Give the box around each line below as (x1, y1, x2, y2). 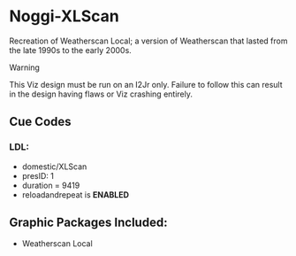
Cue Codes (9, 114, 72, 129)
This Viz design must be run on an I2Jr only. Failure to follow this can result (9, 79, 283, 89)
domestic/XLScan (21, 161, 87, 172)
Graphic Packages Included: (9, 215, 168, 230)
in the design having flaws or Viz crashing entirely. (9, 89, 193, 99)
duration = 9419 (21, 180, 80, 190)
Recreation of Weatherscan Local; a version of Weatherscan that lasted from (9, 35, 288, 46)
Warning (9, 62, 40, 73)
